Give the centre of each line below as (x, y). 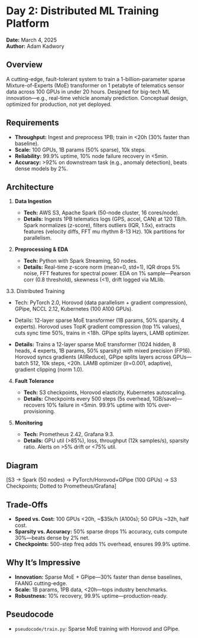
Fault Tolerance (34, 381)
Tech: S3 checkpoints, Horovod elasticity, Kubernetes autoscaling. (105, 392)
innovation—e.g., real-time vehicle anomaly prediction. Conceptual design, (97, 98)
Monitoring (29, 423)
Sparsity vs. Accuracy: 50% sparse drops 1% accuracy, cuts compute (101, 531)
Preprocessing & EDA (41, 249)
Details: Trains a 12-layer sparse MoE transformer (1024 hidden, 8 (95, 344)
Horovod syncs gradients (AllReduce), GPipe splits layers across (93, 357)
